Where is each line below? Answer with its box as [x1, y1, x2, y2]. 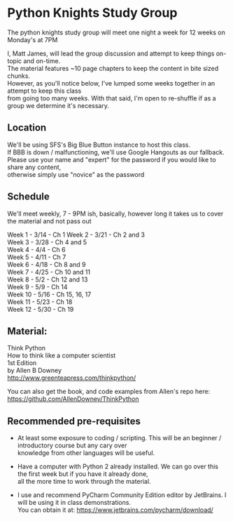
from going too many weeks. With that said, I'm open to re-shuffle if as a [7, 93, 216, 103]
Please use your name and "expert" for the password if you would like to [7, 155, 216, 164]
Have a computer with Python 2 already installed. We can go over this [17, 462, 219, 471]
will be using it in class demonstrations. [17, 499, 132, 507]
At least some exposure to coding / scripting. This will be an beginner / [17, 434, 222, 442]
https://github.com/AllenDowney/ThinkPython [7, 395, 139, 403]
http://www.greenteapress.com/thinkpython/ [7, 374, 136, 382]
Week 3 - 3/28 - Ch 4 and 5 [7, 237, 87, 246]
